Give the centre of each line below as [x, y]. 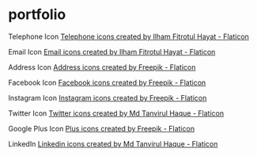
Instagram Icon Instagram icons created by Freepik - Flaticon [108, 97]
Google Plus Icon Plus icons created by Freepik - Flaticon [102, 128]
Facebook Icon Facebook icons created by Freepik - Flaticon [107, 82]
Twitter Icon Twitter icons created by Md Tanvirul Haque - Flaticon [116, 113]
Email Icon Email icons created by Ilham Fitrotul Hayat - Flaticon [112, 51]
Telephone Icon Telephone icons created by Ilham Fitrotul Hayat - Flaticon [128, 36]
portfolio [37, 15]
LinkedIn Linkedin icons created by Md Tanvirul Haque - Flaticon [113, 143]
